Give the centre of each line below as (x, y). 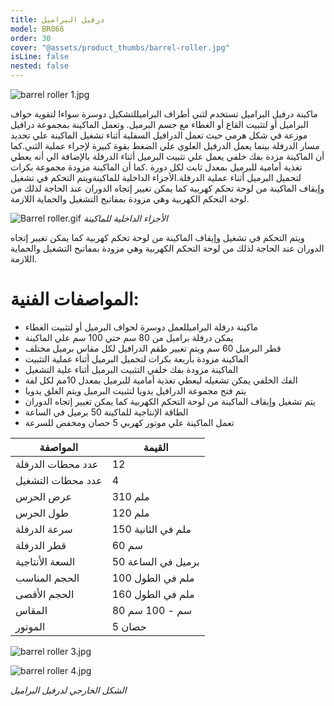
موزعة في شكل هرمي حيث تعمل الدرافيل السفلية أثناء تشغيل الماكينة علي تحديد (159, 135)
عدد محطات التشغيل (59, 480)
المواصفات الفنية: (75, 299)
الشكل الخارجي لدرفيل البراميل (68, 690)
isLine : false (40, 57)
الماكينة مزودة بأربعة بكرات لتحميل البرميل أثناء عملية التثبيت (136, 358)
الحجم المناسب (47, 578)
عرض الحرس (44, 496)
